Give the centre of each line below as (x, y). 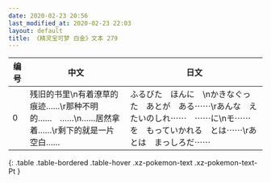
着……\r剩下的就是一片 (72, 131)
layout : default (35, 31)
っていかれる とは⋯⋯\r (202, 131)
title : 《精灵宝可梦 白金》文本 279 (63, 38)
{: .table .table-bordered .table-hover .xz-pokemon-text (101, 163)
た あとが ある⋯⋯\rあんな (186, 107)
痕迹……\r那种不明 (64, 107)
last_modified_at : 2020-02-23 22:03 (70, 23)
